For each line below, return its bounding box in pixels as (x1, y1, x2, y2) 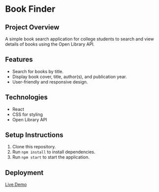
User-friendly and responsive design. (12, 79, 88, 84)
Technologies (5, 93, 48, 102)
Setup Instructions (5, 131, 64, 139)
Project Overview (5, 23, 60, 31)
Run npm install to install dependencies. (12, 149, 95, 155)
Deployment (5, 168, 44, 177)
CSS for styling (12, 111, 43, 117)
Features (5, 55, 33, 64)
